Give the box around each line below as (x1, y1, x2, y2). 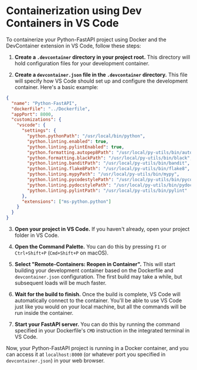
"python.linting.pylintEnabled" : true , (27, 144, 125, 150)
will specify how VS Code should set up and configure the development (14, 77, 188, 84)
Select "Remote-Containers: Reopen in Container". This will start (14, 261, 175, 268)
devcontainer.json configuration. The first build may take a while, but (14, 273, 183, 280)
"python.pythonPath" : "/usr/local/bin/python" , (27, 133, 145, 139)
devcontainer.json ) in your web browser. (6, 357, 105, 364)
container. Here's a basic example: (14, 83, 98, 90)
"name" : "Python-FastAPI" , (11, 100, 77, 106)
